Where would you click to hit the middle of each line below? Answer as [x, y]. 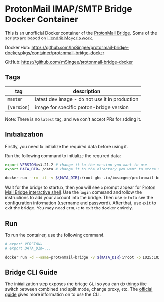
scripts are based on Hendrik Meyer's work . [49, 38]
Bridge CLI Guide [31, 273]
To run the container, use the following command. [55, 235]
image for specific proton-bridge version [82, 107]
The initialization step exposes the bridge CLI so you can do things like [76, 284]
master [15, 99]
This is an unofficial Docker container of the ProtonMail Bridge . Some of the [81, 33]
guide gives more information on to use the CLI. [53, 294]
